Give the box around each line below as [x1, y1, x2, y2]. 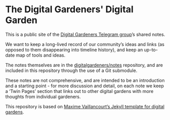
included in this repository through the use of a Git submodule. [5, 67, 137, 74]
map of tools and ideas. [15, 52, 66, 58]
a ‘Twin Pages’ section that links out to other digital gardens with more [5, 88, 154, 94]
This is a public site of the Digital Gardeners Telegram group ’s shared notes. [5, 31, 165, 37]
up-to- [144, 46, 158, 53]
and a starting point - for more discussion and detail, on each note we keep [5, 83, 164, 89]
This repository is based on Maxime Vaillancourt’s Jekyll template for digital [5, 103, 165, 109]
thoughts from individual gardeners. [5, 93, 81, 100]
